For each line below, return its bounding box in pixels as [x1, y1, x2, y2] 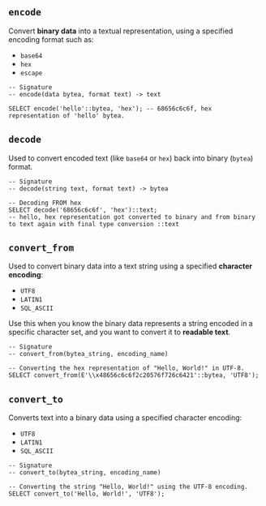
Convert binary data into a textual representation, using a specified [8, 26, 234, 36]
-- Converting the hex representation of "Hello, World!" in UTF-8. [8, 364, 245, 372]
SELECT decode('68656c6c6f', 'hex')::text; [8, 206, 158, 214]
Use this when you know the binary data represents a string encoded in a [8, 319, 253, 328]
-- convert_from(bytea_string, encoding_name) [8, 350, 169, 358]
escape [19, 69, 43, 77]
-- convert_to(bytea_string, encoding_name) [8, 469, 161, 477]
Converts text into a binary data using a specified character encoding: [8, 413, 242, 422]
